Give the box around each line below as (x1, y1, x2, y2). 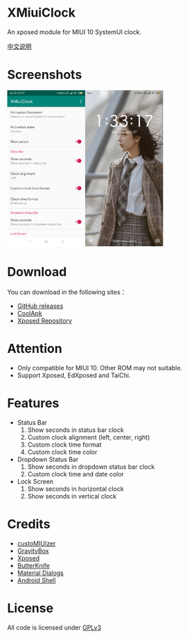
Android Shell (17, 576, 56, 584)
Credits (7, 516, 51, 532)
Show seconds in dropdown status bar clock (27, 463, 155, 471)
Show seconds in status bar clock (27, 425, 125, 434)
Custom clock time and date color (27, 469, 125, 478)
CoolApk (17, 309, 43, 317)
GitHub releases (17, 302, 64, 310)
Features (7, 395, 60, 411)
